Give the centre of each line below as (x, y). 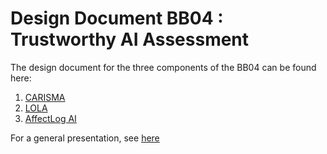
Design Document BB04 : (117, 18)
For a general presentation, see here (85, 138)
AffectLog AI (50, 118)
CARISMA (45, 97)
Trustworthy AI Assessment (130, 39)
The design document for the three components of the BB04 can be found (163, 67)
